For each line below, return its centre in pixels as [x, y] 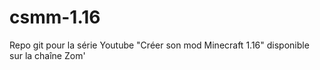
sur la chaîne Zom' [47, 55]
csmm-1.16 [55, 17]
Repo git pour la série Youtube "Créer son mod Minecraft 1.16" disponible [159, 45]
